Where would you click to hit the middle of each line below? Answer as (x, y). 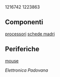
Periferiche (22, 49)
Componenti (24, 22)
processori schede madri (30, 34)
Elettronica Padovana (27, 70)
